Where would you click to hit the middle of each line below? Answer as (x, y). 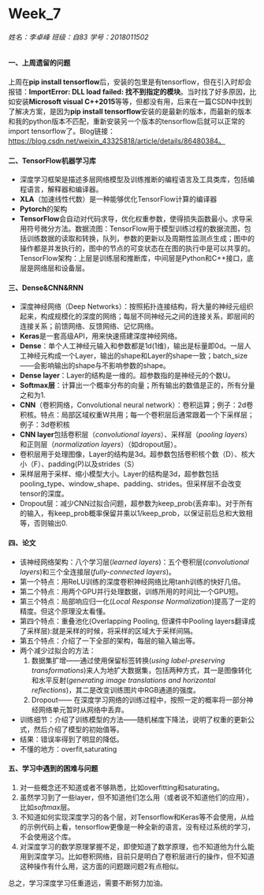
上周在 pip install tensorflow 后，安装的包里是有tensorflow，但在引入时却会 (130, 82)
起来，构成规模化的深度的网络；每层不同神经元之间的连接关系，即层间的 (137, 317)
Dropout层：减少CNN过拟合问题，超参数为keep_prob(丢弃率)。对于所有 (136, 503)
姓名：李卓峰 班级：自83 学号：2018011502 (78, 37)
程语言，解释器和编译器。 (61, 189)
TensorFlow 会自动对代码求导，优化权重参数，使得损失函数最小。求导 (132, 219)
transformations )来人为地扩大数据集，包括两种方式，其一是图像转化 (141, 670)
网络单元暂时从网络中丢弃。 (83, 709)
